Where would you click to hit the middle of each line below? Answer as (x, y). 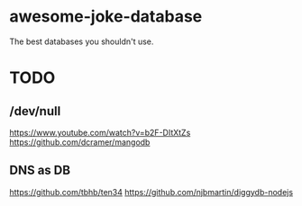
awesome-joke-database (106, 17)
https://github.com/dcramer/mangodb (80, 142)
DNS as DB (40, 170)
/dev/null (35, 111)
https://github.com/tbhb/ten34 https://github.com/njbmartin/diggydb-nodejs (151, 192)
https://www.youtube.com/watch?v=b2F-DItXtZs (100, 132)
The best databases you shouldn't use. (82, 41)
